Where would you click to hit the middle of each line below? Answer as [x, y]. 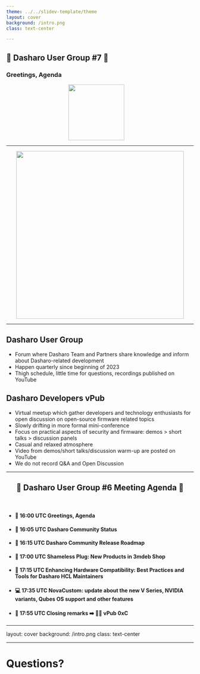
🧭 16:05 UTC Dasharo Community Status [66, 529]
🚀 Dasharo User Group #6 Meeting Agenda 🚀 [100, 487]
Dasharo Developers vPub [56, 398]
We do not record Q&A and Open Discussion [69, 463]
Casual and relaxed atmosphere [54, 444]
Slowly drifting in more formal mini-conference [72, 425]
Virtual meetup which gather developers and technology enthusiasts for [103, 412]
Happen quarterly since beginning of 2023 [67, 366]
